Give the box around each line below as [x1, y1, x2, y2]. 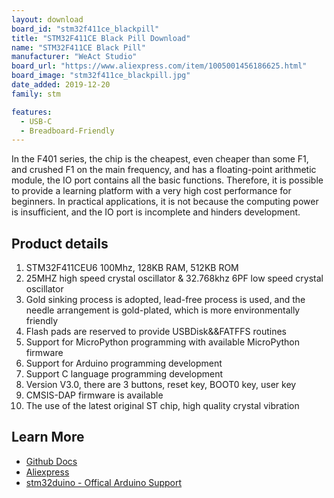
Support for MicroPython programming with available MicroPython [25, 336, 301, 348]
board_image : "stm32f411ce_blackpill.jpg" [11, 71, 191, 81]
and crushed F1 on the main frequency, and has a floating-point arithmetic [11, 164, 317, 176]
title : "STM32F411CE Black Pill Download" [11, 33, 191, 43]
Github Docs [25, 455, 78, 467]
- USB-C [20, 116, 53, 126]
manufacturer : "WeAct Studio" [11, 52, 138, 62]
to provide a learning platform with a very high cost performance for [11, 185, 292, 197]
